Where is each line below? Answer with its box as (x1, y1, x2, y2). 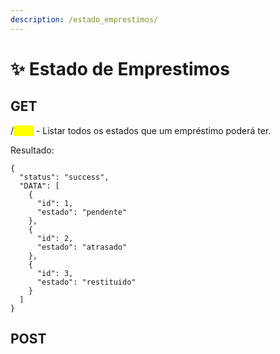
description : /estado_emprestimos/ (10, 14, 159, 25)
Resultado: (10, 144, 55, 156)
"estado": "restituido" (36, 277, 137, 287)
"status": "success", (19, 172, 110, 182)
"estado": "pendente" (36, 207, 128, 217)
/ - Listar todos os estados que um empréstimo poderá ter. (10, 124, 272, 136)
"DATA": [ (19, 181, 60, 191)
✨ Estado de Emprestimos (10, 57, 230, 80)
